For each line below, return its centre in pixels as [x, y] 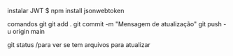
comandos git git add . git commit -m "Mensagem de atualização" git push [115, 24]
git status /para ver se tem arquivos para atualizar [79, 45]
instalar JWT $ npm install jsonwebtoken [66, 11]
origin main [29, 31]
